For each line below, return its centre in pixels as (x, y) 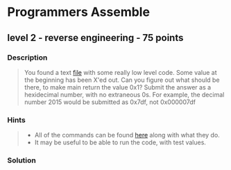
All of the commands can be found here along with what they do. (127, 135)
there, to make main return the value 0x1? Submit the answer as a (118, 87)
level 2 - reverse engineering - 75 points (95, 38)
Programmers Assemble (79, 12)
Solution (22, 160)
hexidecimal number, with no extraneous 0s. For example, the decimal (124, 94)
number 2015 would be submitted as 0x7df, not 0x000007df (110, 102)
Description (27, 58)
